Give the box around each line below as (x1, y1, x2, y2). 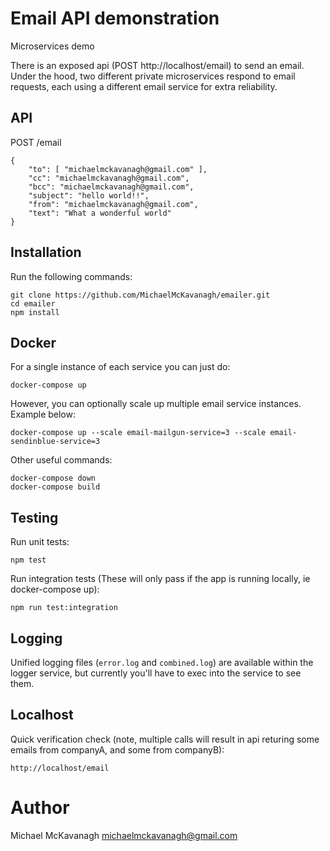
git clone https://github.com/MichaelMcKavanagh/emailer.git (10, 290, 271, 300)
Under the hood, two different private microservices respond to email (10, 70, 296, 82)
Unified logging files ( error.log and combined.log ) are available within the (10, 657, 314, 668)
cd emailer (10, 298, 56, 309)
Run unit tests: (10, 536, 70, 548)
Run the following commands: (10, 270, 133, 282)
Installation (10, 244, 82, 261)
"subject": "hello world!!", (28, 190, 150, 201)
